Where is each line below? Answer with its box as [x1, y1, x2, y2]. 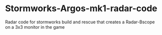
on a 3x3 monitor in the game [5, 24, 65, 30]
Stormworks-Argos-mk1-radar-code [5, 3, 158, 14]
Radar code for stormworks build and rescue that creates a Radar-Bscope [5, 19, 155, 25]
